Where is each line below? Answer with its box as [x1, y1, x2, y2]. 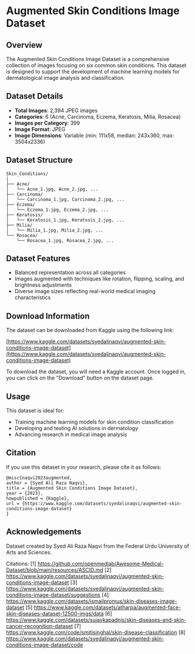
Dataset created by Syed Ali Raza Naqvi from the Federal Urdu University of [6, 542, 190, 549]
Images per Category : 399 [14, 119, 80, 126]
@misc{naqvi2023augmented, [6, 475, 72, 481]
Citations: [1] [6, 560, 37, 567]
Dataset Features [6, 254, 70, 264]
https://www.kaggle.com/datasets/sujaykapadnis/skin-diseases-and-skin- [6, 616, 187, 623]
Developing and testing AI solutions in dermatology [14, 425, 139, 432]
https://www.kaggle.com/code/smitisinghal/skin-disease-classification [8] [6, 629, 186, 636]
